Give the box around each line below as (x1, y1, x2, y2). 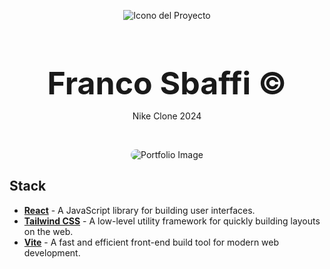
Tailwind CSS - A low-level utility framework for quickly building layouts (23, 215, 321, 227)
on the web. (23, 225, 74, 237)
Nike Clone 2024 (132, 110, 202, 122)
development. (23, 246, 81, 259)
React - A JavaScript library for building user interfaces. (23, 204, 256, 216)
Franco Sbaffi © (47, 64, 287, 102)
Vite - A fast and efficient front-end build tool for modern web (23, 236, 280, 248)
